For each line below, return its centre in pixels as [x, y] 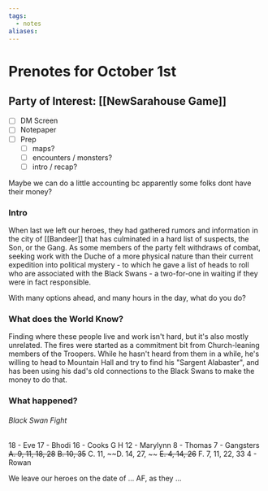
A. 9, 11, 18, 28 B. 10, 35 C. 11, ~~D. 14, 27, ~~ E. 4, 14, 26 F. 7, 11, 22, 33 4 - [133, 454]
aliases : [23, 31]
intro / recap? [55, 167]
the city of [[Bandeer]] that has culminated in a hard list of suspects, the [129, 239]
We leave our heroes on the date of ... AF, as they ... [95, 478]
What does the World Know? [66, 319]
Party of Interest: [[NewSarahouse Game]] [118, 101]
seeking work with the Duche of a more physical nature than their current [131, 256]
